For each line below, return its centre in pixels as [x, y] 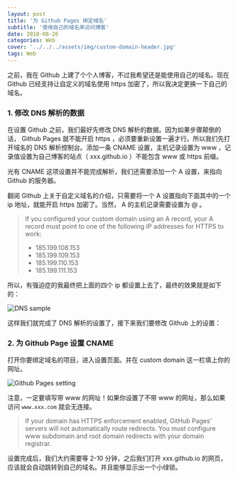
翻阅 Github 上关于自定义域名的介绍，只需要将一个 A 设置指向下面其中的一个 [119, 196]
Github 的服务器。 [34, 181]
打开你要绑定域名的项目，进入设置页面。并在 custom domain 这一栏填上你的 [119, 360]
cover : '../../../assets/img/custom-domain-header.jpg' [92, 47]
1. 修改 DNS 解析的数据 [46, 113]
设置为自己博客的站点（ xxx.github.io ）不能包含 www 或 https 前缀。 [121, 157]
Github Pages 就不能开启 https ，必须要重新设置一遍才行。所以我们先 [123, 139]
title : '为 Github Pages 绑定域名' [58, 21]
